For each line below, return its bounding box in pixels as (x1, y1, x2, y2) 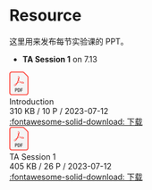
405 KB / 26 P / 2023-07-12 (9, 161, 112, 171)
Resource (9, 5, 82, 26)
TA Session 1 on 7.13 (21, 54, 98, 64)
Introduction (9, 95, 55, 107)
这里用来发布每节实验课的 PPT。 (9, 36, 129, 46)
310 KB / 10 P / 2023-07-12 (9, 105, 109, 116)
